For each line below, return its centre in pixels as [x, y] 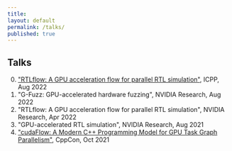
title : [17, 14]
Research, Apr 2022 [47, 117]
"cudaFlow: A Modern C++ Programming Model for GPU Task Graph [117, 133]
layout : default [31, 21]
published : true [31, 34]
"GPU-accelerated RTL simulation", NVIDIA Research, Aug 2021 [111, 125]
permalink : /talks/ [36, 27]
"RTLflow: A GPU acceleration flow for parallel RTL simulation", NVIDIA [121, 110]
